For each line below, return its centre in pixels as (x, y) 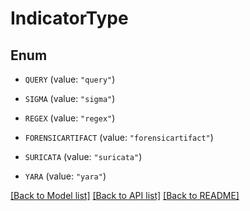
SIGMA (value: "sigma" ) (70, 98)
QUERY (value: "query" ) (70, 79)
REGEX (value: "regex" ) (70, 118)
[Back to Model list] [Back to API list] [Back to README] (125, 195)
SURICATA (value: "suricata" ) (83, 156)
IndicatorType (69, 18)
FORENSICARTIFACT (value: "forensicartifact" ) (119, 137)
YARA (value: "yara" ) (65, 176)
